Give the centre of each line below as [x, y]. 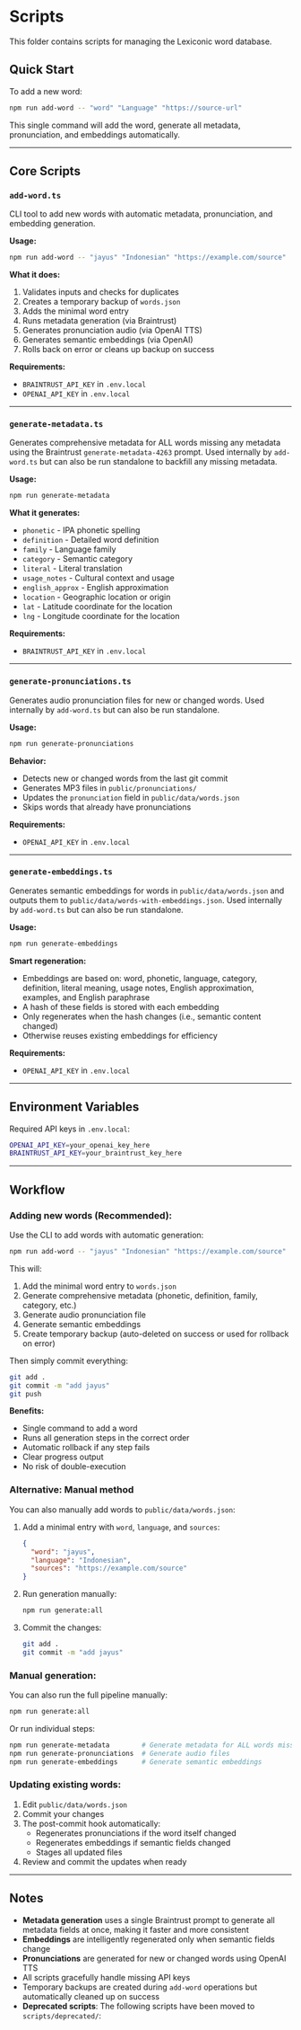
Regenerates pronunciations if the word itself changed [136, 1833]
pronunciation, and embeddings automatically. [95, 134]
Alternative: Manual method [72, 1490]
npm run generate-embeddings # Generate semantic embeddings [136, 1762]
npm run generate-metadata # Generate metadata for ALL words [142, 1745]
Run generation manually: [69, 1594]
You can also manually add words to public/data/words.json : [122, 1509]
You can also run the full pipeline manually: [89, 1695]
